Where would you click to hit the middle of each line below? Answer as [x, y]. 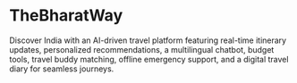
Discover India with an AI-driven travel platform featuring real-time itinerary [148, 40]
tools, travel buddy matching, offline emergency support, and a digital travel [149, 59]
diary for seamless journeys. [62, 69]
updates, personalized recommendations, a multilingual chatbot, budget [142, 49]
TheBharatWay [66, 16]
